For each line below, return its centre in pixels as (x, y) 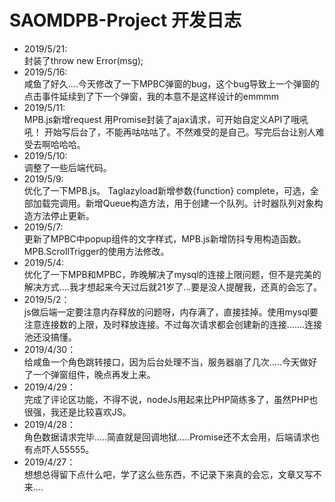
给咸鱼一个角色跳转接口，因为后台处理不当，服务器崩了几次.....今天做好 (170, 362)
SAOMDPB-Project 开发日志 (125, 20)
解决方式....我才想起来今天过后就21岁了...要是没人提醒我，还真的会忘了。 (173, 287)
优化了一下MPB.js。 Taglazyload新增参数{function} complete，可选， (167, 190)
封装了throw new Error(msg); (83, 60)
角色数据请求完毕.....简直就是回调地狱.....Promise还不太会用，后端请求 (167, 437)
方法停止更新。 (63, 215)
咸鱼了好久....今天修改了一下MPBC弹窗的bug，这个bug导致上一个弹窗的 (171, 83)
